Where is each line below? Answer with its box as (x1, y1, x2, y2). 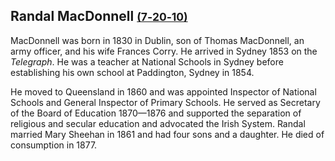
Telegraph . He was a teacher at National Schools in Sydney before (10, 55, 284, 68)
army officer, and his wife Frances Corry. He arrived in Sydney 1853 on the (10, 45, 318, 57)
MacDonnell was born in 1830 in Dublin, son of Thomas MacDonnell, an (10, 34, 305, 46)
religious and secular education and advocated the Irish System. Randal (10, 117, 306, 129)
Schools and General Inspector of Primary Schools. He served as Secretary (10, 96, 321, 108)
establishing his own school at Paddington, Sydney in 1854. (10, 66, 255, 78)
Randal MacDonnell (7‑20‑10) (10, 8, 188, 25)
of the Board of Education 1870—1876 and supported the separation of (10, 107, 302, 119)
